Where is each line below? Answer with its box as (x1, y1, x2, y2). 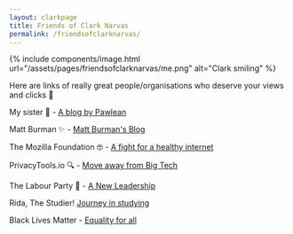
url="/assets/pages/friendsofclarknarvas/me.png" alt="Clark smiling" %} (9, 63, 277, 74)
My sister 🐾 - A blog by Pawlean (9, 107, 127, 118)
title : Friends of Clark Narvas (9, 21, 129, 30)
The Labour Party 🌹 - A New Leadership (9, 181, 156, 191)
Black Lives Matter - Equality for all (9, 214, 138, 226)
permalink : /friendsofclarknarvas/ (9, 29, 141, 38)
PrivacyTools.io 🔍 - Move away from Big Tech (9, 160, 178, 171)
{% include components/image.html (9, 54, 140, 65)
